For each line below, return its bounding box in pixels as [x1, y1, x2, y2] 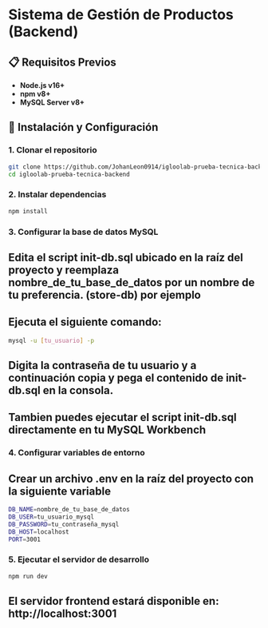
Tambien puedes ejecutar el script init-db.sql [8, 411, 237, 424]
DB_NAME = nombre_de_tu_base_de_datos [8, 506, 130, 514]
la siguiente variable [8, 484, 112, 498]
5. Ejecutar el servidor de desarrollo [8, 554, 150, 565]
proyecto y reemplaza [8, 263, 120, 276]
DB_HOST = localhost [8, 527, 69, 536]
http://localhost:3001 [8, 607, 117, 621]
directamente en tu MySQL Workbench [8, 423, 207, 437]
